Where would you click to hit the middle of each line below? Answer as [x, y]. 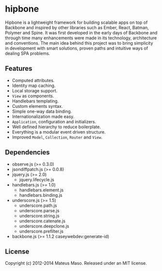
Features [19, 69]
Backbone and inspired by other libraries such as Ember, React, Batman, [77, 27]
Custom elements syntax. [37, 106]
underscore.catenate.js [42, 221]
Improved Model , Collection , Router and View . [57, 137]
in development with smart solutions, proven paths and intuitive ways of [77, 48]
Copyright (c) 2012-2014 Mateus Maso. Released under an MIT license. [76, 263]
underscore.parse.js [39, 210]
